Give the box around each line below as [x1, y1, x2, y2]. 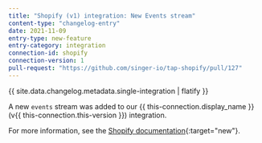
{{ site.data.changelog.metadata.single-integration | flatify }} [8, 86, 209, 96]
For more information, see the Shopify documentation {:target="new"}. [8, 125, 241, 135]
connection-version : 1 [8, 57, 84, 65]
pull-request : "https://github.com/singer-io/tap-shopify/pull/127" [8, 64, 243, 72]
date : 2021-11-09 [8, 27, 67, 35]
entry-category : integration [8, 42, 106, 50]
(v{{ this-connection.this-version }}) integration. [8, 110, 167, 120]
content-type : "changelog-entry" [8, 19, 121, 27]
